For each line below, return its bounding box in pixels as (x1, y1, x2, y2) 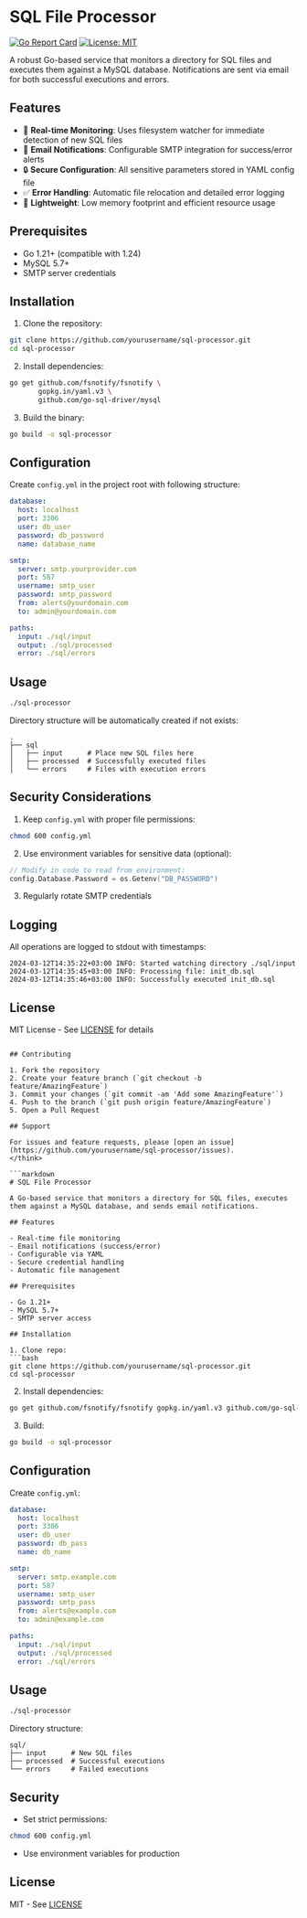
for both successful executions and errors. (9, 73, 170, 84)
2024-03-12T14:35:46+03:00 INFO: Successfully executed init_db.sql (9, 975, 276, 985)
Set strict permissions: (22, 1814, 108, 1825)
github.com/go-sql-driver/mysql (37, 395, 162, 404)
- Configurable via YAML (9, 1250, 104, 1259)
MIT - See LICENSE (9, 1899, 83, 1910)
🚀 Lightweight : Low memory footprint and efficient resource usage (22, 197, 276, 208)
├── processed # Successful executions (9, 1757, 166, 1766)
